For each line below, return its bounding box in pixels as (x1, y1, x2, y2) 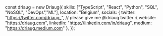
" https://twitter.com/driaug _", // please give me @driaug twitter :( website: (5, 15, 156, 20)
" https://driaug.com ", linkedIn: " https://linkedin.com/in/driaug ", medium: (5, 20, 152, 26)
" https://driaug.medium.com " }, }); (5, 25, 75, 31)
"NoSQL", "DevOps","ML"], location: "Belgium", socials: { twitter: (5, 9, 136, 15)
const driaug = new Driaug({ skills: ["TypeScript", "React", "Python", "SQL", (5, 4, 159, 10)
